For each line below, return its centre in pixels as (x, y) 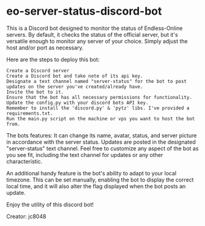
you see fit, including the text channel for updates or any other (85, 155)
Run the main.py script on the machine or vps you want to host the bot (101, 118)
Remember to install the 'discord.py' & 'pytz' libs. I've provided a (98, 108)
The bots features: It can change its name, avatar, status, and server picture (102, 135)
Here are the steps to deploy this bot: (53, 59)
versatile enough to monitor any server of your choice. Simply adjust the (97, 41)
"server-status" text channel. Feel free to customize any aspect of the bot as (103, 148)
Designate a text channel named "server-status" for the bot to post (97, 81)
